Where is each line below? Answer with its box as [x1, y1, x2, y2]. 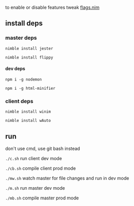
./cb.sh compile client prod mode [5, 165, 76, 171]
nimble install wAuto [5, 118, 51, 123]
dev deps [5, 66, 25, 72]
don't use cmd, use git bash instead [5, 145, 80, 151]
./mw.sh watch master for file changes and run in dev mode [5, 175, 129, 181]
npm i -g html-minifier [5, 86, 56, 91]
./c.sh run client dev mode [5, 156, 62, 161]
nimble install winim [5, 109, 51, 114]
